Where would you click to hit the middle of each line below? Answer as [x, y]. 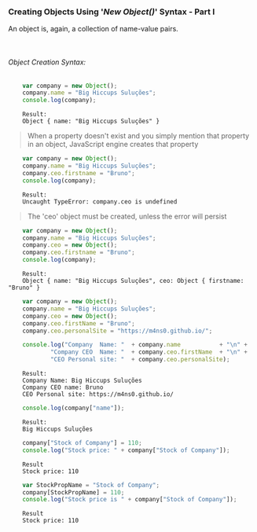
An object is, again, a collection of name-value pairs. [93, 29]
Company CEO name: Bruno [63, 387]
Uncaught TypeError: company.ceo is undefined [100, 202]
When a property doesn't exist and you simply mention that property [138, 136]
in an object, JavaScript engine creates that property [113, 145]
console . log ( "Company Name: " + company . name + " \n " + [135, 345]
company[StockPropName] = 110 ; [73, 492]
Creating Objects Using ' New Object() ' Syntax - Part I [112, 12]
